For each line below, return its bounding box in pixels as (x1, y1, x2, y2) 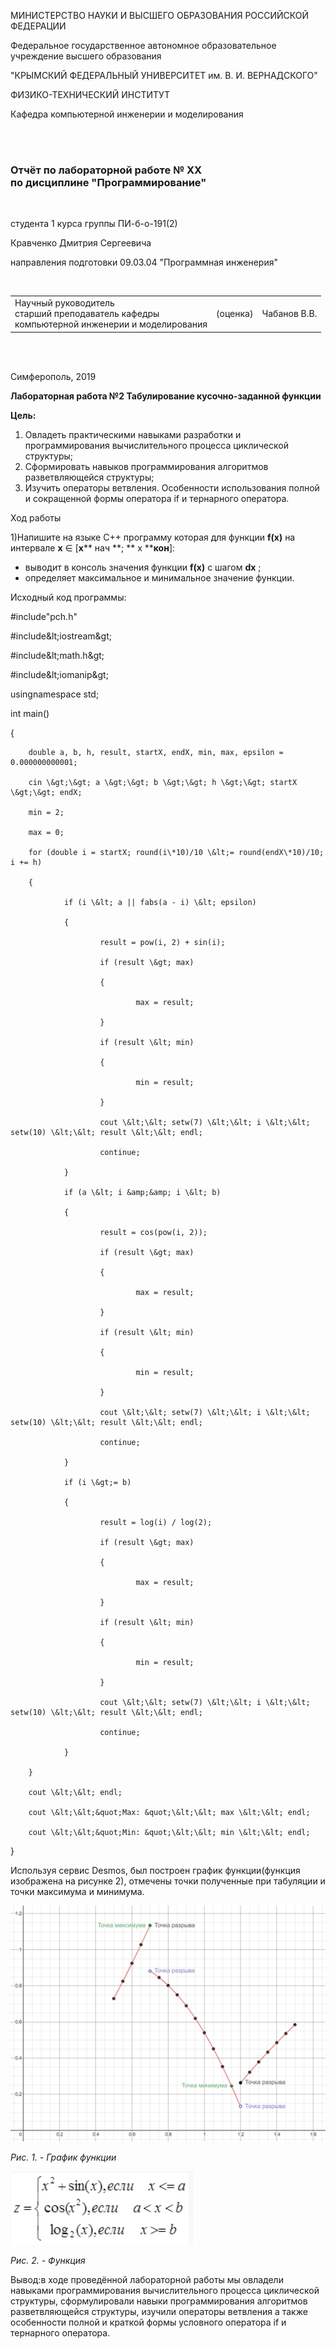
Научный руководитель (14, 297, 115, 309)
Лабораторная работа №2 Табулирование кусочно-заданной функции (10, 390, 322, 402)
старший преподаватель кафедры (14, 308, 160, 320)
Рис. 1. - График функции (10, 2151, 117, 2163)
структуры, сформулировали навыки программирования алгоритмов (10, 2295, 308, 2307)
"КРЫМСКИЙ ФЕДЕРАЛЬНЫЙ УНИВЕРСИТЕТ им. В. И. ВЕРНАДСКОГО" (10, 70, 318, 81)
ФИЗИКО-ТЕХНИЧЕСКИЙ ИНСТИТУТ (10, 89, 171, 100)
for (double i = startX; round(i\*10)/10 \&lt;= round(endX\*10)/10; (28, 847, 325, 857)
